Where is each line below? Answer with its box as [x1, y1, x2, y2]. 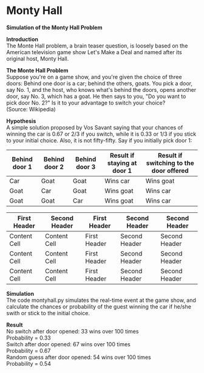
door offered [151, 166, 189, 175]
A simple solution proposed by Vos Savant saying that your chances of [6, 124, 183, 131]
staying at [107, 159, 137, 167]
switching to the [146, 159, 194, 167]
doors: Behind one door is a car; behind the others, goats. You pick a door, [6, 80, 193, 87]
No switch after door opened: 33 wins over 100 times [6, 327, 139, 335]
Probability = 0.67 [6, 347, 51, 354]
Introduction [6, 35, 38, 43]
